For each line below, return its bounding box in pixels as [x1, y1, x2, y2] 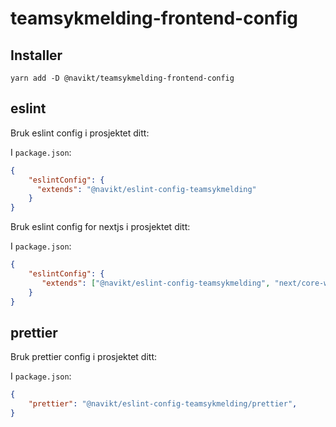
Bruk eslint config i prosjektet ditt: [10, 127, 150, 139]
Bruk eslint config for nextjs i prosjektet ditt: [10, 221, 191, 233]
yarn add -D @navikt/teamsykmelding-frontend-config [10, 73, 235, 83]
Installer [10, 47, 63, 64]
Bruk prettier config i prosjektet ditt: [10, 351, 158, 363]
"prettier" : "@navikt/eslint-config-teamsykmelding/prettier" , [28, 399, 298, 409]
